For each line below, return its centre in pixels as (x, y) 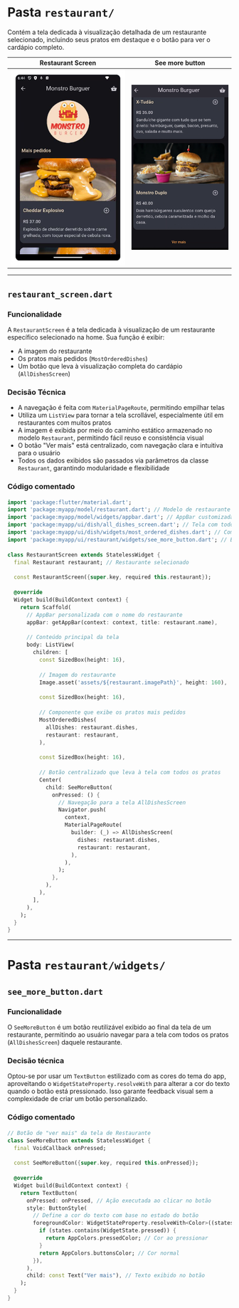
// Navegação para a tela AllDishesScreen (122, 802)
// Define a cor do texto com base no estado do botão (116, 1215)
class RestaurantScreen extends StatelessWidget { (84, 555)
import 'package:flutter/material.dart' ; (70, 502)
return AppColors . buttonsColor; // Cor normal (109, 1253)
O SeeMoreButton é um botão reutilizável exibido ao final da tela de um (110, 1027)
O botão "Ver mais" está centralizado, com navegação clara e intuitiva (120, 445)
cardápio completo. (36, 47)
